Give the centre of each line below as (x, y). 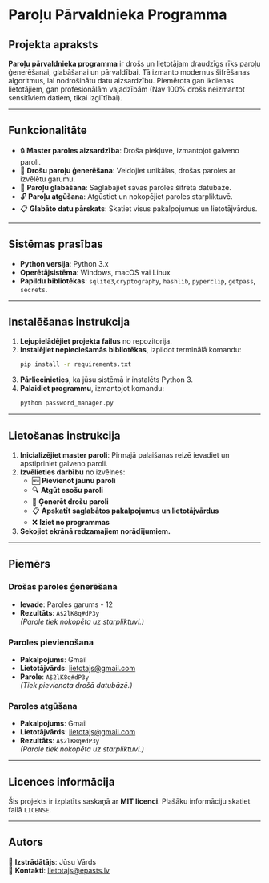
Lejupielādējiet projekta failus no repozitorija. (96, 341)
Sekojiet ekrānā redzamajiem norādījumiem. (95, 531)
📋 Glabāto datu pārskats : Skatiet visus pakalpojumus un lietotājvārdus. (139, 208)
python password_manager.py (66, 403)
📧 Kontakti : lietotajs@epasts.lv (59, 870)
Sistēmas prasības (56, 244)
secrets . (34, 289)
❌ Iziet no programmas (71, 522)
